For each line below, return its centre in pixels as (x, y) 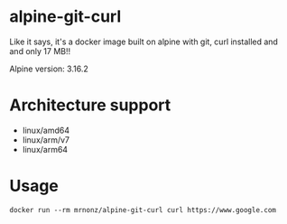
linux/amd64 (46, 130)
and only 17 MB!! (40, 51)
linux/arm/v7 (46, 140)
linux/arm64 (45, 149)
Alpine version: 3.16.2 (49, 69)
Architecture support (90, 105)
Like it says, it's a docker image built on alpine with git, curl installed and (143, 42)
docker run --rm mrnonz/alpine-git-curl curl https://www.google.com (143, 210)
